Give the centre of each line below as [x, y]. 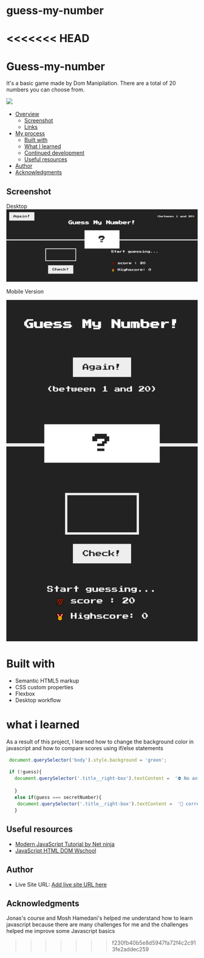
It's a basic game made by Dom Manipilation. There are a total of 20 [91, 83]
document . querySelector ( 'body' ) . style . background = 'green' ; [88, 760]
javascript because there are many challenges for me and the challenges [97, 924]
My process [30, 133]
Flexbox [25, 694]
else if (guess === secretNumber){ [58, 798]
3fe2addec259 [131, 949]
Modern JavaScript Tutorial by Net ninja [65, 844]
